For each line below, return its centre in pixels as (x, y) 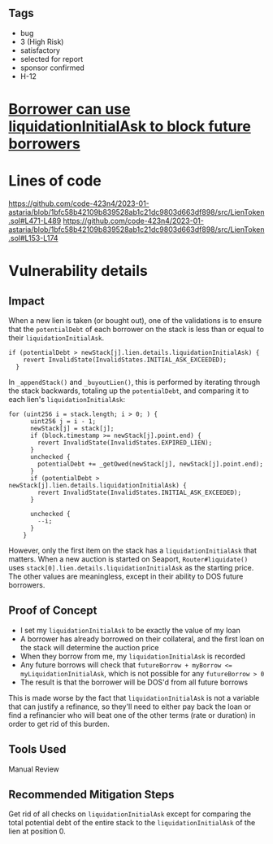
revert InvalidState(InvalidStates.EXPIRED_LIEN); (125, 443)
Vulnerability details (78, 271)
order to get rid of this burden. (59, 724)
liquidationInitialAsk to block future (130, 126)
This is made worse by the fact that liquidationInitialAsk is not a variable (134, 698)
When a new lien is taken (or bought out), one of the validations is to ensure (135, 320)
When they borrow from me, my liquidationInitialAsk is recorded (132, 656)
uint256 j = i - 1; (63, 421)
